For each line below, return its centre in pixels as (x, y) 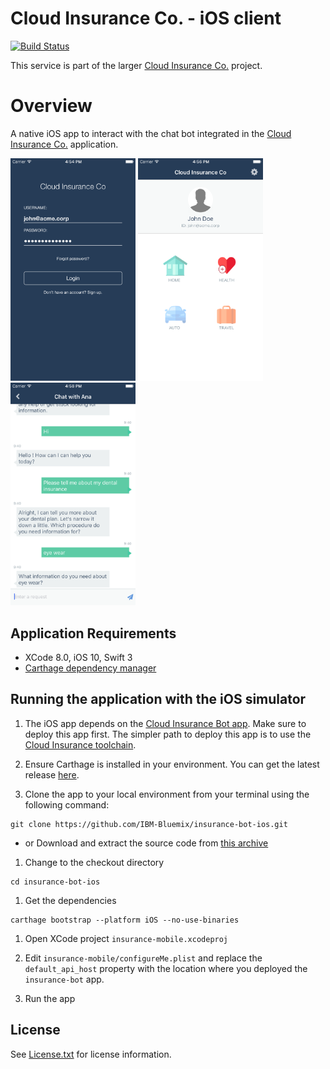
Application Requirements (93, 633)
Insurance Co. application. (64, 144)
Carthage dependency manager (90, 668)
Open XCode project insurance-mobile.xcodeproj (126, 938)
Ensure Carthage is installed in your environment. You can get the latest (172, 764)
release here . (52, 774)
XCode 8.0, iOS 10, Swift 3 (78, 658)
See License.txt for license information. (91, 1054)
